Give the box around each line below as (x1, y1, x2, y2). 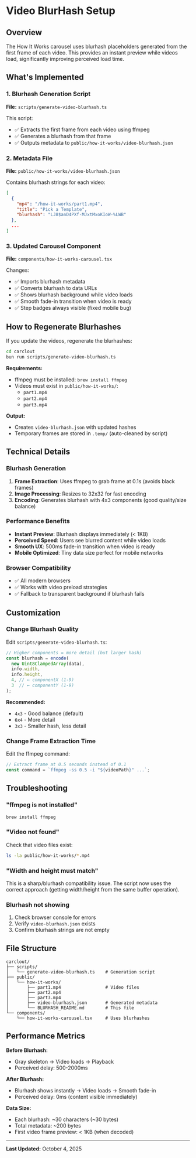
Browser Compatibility (6, 563, 71, 572)
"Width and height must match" (6, 866, 99, 875)
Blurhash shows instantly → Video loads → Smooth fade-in (14, 1087, 156, 1094)
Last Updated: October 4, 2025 (6, 1145, 82, 1152)
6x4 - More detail (14, 716, 55, 723)
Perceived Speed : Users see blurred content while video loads (14, 537, 166, 544)
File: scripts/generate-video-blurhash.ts (6, 103, 107, 110)
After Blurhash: (6, 1075, 44, 1082)
